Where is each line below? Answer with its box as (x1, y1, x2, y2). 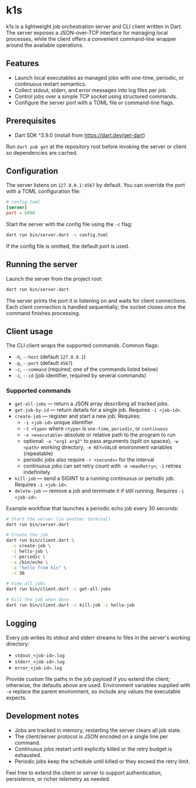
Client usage (6, 326, 53, 336)
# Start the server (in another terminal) (6, 516, 111, 522)
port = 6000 (6, 210, 35, 216)
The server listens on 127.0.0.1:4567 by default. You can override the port (6, 182, 185, 189)
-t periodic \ (11, 554, 46, 560)
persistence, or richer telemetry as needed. (6, 775, 111, 782)
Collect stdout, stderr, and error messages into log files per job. (14, 86, 168, 94)
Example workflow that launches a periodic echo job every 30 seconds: (6, 504, 179, 511)
